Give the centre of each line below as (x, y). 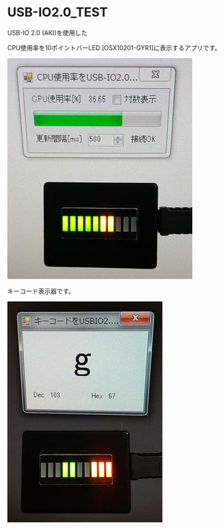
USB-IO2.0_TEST (57, 12)
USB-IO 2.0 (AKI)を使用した (48, 33)
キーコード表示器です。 (41, 291)
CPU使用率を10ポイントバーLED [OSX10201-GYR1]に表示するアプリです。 (114, 47)
